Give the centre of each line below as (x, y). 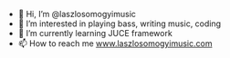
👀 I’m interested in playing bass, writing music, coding (120, 24)
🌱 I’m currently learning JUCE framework (95, 33)
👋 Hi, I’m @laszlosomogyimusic (77, 14)
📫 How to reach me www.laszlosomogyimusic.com (115, 43)
